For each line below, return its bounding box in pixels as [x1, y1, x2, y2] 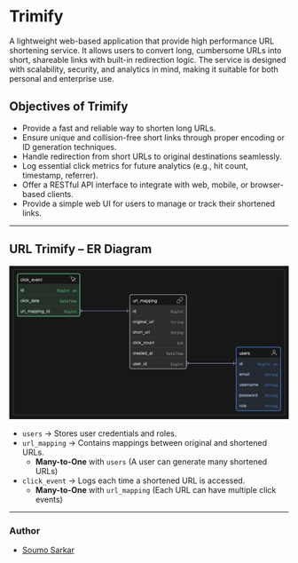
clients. [47, 188, 74, 199]
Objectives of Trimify [9, 99, 129, 115]
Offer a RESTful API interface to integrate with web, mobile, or [21, 179, 248, 190]
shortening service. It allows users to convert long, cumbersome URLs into [9, 44, 282, 55]
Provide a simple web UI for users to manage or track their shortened [21, 198, 275, 209]
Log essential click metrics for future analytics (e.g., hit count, [21, 160, 248, 170]
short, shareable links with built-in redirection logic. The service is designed [9, 54, 286, 65]
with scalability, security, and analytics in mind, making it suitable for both [9, 64, 279, 75]
